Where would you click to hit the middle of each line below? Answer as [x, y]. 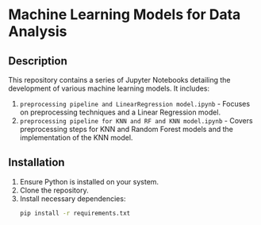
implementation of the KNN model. [76, 138]
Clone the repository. [54, 190]
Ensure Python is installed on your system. [89, 181]
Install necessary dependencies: [73, 198]
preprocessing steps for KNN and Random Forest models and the [127, 129]
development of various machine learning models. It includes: [109, 88]
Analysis [38, 31]
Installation [36, 163]
